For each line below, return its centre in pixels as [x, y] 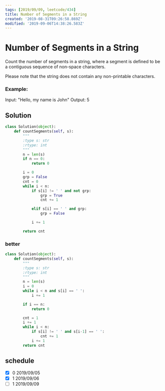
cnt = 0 [31, 181]
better [13, 244]
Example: [16, 89]
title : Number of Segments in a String [46, 14]
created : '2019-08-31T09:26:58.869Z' [44, 19]
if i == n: [34, 304]
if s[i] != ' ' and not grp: [61, 191]
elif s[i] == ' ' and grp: [59, 209]
